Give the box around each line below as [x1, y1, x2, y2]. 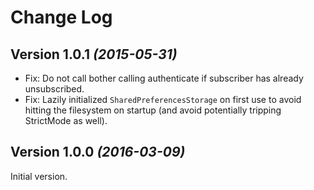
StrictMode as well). [24, 115, 108, 126]
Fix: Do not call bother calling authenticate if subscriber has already [24, 72, 304, 84]
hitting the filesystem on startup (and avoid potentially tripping [24, 104, 282, 116]
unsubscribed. [24, 83, 85, 95]
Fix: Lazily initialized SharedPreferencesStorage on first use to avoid [24, 94, 302, 105]
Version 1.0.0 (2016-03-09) [10, 144, 186, 161]
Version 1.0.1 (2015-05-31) [10, 46, 178, 63]
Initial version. [10, 170, 68, 182]
